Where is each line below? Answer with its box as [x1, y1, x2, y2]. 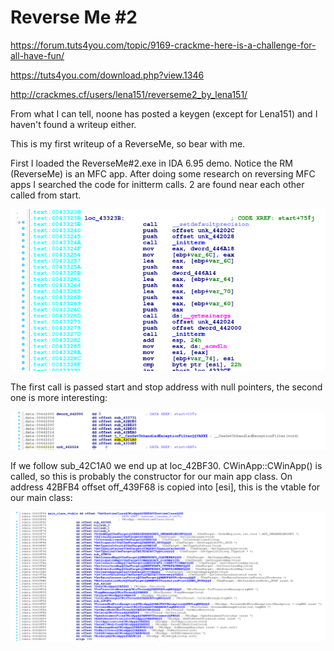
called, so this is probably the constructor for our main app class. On [10, 471, 293, 483]
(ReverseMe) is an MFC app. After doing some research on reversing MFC [10, 167, 316, 180]
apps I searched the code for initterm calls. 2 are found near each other [10, 178, 305, 190]
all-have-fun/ [10, 49, 65, 61]
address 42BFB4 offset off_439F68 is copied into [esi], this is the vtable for [10, 481, 321, 493]
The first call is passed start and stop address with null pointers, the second [10, 381, 323, 393]
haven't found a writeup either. [10, 118, 137, 130]
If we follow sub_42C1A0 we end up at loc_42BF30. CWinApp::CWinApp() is [10, 460, 323, 472]
